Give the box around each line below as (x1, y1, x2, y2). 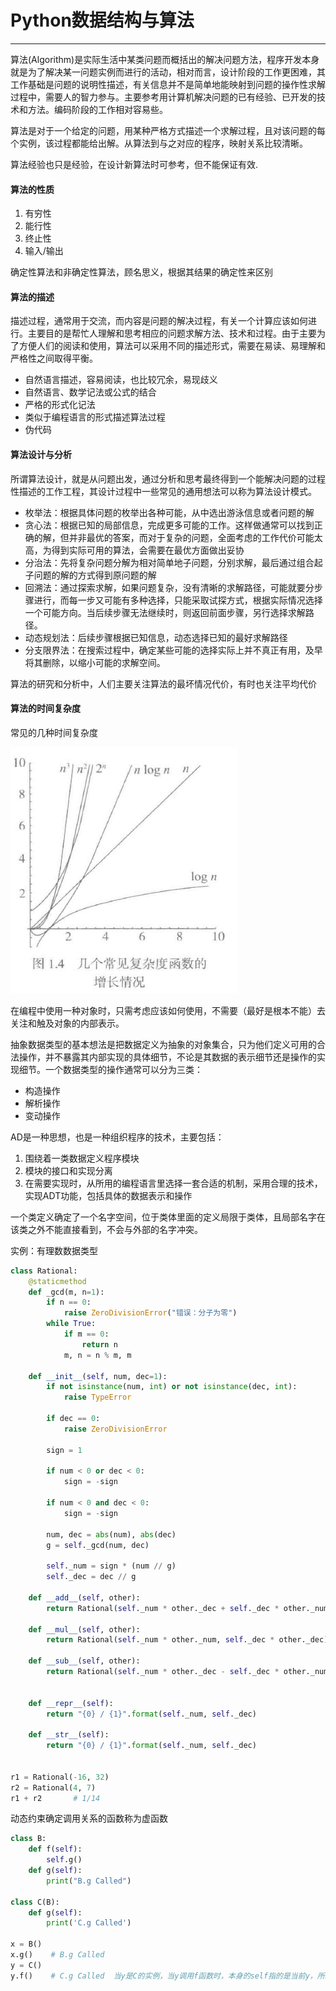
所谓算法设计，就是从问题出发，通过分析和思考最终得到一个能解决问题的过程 (10, 472, 326, 485)
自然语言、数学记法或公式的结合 (24, 386, 157, 398)
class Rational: (10, 1266, 78, 1276)
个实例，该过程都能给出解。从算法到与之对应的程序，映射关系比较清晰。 (10, 137, 308, 149)
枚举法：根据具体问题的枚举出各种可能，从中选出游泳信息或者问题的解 (24, 506, 315, 518)
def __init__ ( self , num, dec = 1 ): (28, 1371, 168, 1381)
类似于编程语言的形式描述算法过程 (24, 411, 166, 423)
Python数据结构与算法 (10, 9, 195, 32)
